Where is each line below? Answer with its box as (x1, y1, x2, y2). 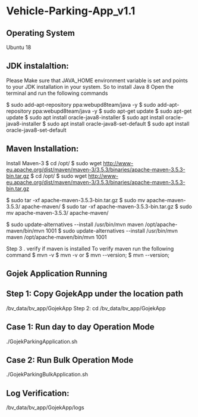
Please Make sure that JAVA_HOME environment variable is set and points (6, 76, 188, 84)
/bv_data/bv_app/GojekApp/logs (6, 404, 84, 411)
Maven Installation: (6, 144, 79, 154)
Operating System (6, 28, 76, 38)
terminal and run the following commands (6, 89, 108, 97)
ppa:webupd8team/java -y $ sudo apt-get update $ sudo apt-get (32, 107, 192, 115)
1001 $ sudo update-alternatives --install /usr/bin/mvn (45, 227, 178, 234)
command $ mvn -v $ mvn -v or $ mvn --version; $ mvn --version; (6, 251, 169, 258)
